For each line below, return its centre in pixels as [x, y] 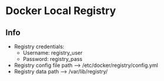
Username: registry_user [53, 53]
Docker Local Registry [61, 11]
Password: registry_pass [53, 59]
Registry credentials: [39, 46]
